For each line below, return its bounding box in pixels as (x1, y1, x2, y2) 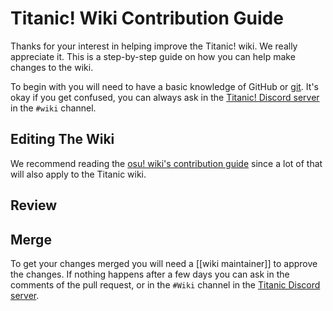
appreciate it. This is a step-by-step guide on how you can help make (10, 50, 296, 62)
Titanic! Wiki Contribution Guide (10, 7, 284, 30)
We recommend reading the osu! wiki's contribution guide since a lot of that (10, 157, 323, 169)
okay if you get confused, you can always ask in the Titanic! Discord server (10, 91, 320, 103)
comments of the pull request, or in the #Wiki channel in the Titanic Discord (10, 278, 321, 291)
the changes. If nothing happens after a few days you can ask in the (10, 268, 290, 280)
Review (10, 197, 58, 214)
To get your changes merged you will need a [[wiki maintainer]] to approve (10, 257, 318, 269)
